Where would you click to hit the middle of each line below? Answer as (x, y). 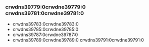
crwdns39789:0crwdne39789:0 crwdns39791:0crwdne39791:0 (78, 40)
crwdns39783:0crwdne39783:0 (46, 24)
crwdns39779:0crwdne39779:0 (45, 7)
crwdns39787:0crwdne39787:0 (45, 35)
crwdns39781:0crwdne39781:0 (45, 13)
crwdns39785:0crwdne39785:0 (45, 29)
